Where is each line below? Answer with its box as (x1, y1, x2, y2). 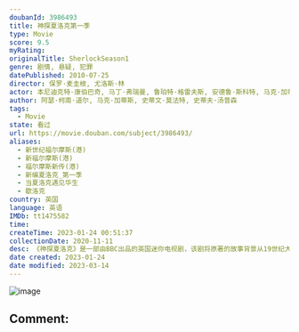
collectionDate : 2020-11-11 (9, 237, 114, 246)
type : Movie (9, 29, 53, 38)
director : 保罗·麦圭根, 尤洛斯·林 (9, 79, 125, 88)
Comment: (9, 312, 69, 327)
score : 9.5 (9, 37, 50, 47)
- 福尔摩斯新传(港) (17, 162, 80, 171)
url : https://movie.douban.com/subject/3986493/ (9, 129, 193, 138)
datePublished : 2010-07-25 (9, 71, 109, 80)
